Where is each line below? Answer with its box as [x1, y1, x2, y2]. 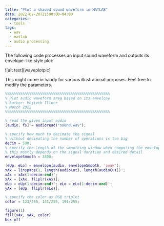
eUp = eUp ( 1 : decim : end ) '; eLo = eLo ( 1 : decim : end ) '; [5, 181, 113, 186]
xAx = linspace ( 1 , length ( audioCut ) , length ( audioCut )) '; [5, 168, 125, 173]
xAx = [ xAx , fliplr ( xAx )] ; [5, 177, 60, 181]
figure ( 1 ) [5, 208, 25, 213]
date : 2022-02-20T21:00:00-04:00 [5, 12, 73, 17]
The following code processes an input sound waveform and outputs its [5, 52, 150, 58]
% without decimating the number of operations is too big [5, 136, 128, 141]
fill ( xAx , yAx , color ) [5, 213, 51, 218]
